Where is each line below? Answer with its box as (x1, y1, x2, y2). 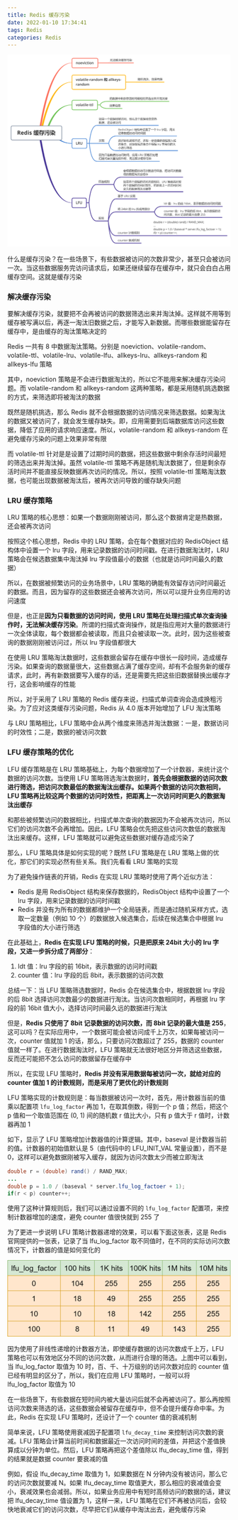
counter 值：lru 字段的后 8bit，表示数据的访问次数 (17, 970, 164, 979)
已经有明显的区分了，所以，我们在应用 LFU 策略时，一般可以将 (7, 1371, 191, 1379)
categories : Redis (7, 34, 62, 41)
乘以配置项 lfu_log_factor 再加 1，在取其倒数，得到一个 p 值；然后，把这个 (7, 1102, 229, 1110)
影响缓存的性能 (31, 680, 76, 689)
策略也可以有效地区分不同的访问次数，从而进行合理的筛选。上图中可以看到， (7, 1353, 231, 1362)
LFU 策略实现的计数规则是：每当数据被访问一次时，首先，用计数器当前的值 (7, 1093, 226, 1102)
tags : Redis (7, 26, 42, 33)
